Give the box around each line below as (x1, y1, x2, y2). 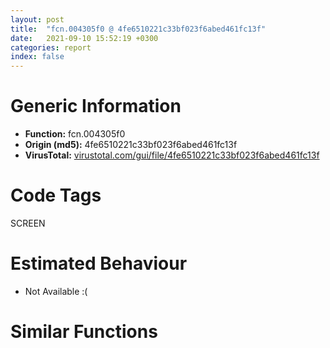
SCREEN (10, 217, 46, 229)
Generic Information (10, 95, 182, 118)
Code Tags (10, 184, 102, 207)
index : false (10, 52, 65, 62)
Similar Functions (10, 321, 158, 343)
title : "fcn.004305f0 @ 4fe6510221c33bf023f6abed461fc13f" (10, 24, 267, 34)
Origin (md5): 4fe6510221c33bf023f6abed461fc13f (24, 139, 238, 151)
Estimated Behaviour (10, 252, 188, 275)
